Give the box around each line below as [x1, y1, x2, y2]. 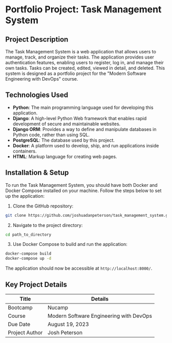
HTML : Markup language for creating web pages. [12, 153, 117, 160]
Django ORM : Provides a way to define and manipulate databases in [12, 126, 157, 132]
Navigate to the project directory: [12, 222, 83, 228]
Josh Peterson [48, 329, 83, 336]
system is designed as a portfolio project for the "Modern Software [5, 70, 146, 77]
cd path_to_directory [5, 232, 52, 237]
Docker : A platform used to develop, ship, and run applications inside [12, 142, 159, 148]
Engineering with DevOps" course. [5, 76, 78, 82]
